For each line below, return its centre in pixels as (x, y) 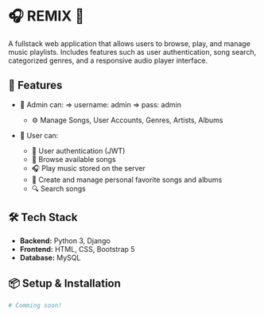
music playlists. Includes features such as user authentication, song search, (132, 52)
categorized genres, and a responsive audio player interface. (108, 60)
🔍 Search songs (58, 188)
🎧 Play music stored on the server (88, 168)
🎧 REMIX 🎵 (47, 16)
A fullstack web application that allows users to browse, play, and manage (129, 43)
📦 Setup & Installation (65, 283)
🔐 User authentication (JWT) (78, 151)
